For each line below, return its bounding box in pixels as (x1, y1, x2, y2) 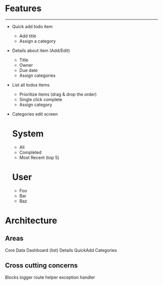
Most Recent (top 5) (19, 154, 60, 160)
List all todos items (12, 82, 50, 88)
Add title (19, 33, 36, 39)
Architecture (5, 215, 57, 226)
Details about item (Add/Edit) (12, 47, 70, 53)
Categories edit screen (12, 111, 58, 117)
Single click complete (19, 96, 63, 102)
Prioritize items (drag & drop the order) (19, 91, 97, 97)
